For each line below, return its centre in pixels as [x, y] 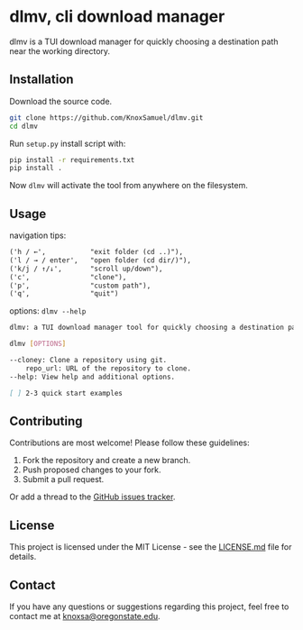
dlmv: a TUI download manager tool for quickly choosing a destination [147, 328]
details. [23, 557]
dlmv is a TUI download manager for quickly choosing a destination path [144, 41]
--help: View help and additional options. [92, 377]
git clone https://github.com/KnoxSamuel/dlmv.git [106, 118]
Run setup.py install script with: [68, 143]
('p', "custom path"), [80, 286]
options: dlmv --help [48, 311]
